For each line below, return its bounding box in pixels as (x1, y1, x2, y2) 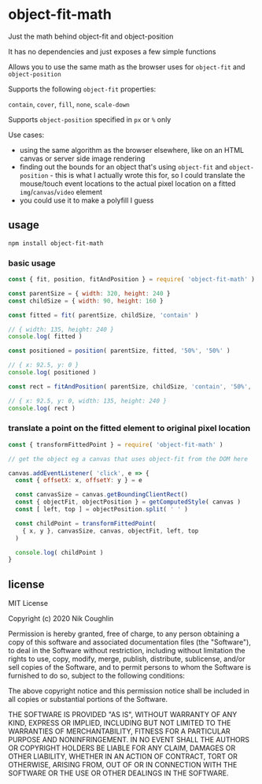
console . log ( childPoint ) (15, 548, 104, 556)
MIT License (8, 599, 49, 608)
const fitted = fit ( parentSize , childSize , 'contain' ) (8, 311, 199, 319)
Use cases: (8, 130, 45, 139)
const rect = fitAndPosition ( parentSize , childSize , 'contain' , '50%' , (8, 382, 252, 391)
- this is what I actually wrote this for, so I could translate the (50, 170, 245, 180)
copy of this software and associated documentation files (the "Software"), (8, 637, 252, 647)
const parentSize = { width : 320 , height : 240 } (8, 289, 171, 297)
